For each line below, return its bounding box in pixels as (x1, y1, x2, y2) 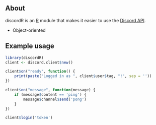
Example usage (5, 42, 54, 50)
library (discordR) (5, 55, 44, 60)
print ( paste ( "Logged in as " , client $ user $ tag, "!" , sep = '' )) (14, 74, 152, 79)
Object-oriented (12, 27, 46, 33)
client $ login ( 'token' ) (5, 115, 53, 120)
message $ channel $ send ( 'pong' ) (23, 97, 87, 102)
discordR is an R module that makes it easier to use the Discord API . (5, 17, 146, 23)
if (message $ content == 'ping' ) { (14, 92, 87, 97)
